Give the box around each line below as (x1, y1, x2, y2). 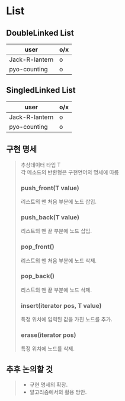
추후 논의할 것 (6, 364, 53, 374)
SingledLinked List (6, 85, 76, 96)
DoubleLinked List (6, 28, 74, 38)
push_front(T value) (20, 184, 79, 192)
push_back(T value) (20, 213, 80, 221)
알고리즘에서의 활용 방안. (29, 389, 87, 396)
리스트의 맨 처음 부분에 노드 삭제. (20, 257, 97, 264)
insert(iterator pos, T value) (20, 301, 102, 310)
